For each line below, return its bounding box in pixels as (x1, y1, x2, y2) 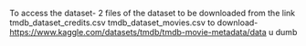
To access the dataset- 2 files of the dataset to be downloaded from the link (9, 8, 295, 18)
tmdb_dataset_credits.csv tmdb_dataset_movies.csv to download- (9, 17, 259, 28)
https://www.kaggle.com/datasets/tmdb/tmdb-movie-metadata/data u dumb (9, 27, 298, 37)
